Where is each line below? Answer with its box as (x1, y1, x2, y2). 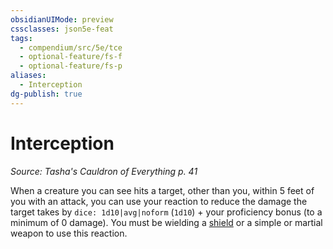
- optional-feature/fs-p (19, 61, 123, 71)
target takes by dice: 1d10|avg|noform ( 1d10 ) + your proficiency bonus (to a (10, 206, 323, 218)
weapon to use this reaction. (10, 227, 128, 239)
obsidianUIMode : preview (10, 14, 114, 25)
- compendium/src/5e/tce (19, 42, 123, 53)
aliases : (10, 71, 47, 81)
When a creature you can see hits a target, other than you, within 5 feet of (10, 184, 315, 196)
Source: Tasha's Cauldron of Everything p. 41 (10, 165, 198, 177)
